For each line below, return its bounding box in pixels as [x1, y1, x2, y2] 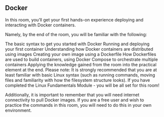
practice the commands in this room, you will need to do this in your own [5, 102, 152, 108]
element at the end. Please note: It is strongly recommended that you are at [5, 67, 157, 73]
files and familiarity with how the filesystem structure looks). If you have [5, 77, 150, 83]
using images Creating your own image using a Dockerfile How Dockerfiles [5, 51, 157, 57]
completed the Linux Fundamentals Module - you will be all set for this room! [5, 82, 160, 88]
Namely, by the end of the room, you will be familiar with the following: [5, 31, 147, 37]
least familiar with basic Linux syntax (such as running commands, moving [5, 72, 155, 78]
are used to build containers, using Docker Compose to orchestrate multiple [5, 56, 158, 62]
